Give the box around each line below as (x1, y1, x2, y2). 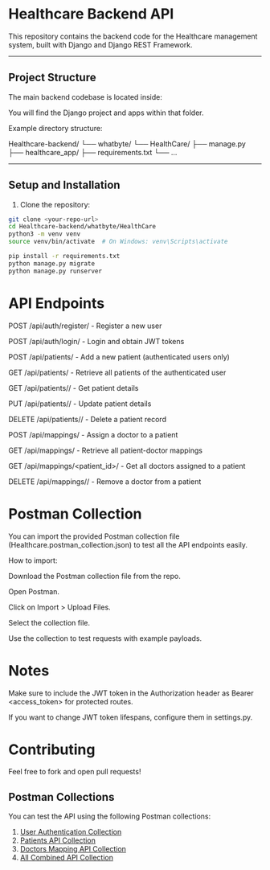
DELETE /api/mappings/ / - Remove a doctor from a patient (8, 476, 202, 486)
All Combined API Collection (19, 853, 114, 863)
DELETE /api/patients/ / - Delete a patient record (8, 414, 167, 424)
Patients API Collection (19, 835, 96, 845)
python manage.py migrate (8, 259, 95, 268)
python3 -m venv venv (8, 230, 81, 238)
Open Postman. (8, 586, 60, 596)
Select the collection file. (8, 618, 91, 627)
